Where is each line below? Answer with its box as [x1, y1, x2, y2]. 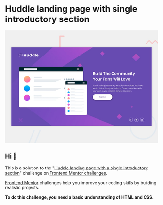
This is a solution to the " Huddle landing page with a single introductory [5, 165, 148, 171]
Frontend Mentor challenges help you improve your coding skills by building [5, 180, 157, 186]
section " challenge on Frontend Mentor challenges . [5, 170, 108, 176]
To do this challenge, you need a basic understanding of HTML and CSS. [5, 194, 154, 200]
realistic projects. [5, 185, 40, 191]
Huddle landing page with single [5, 3, 138, 15]
